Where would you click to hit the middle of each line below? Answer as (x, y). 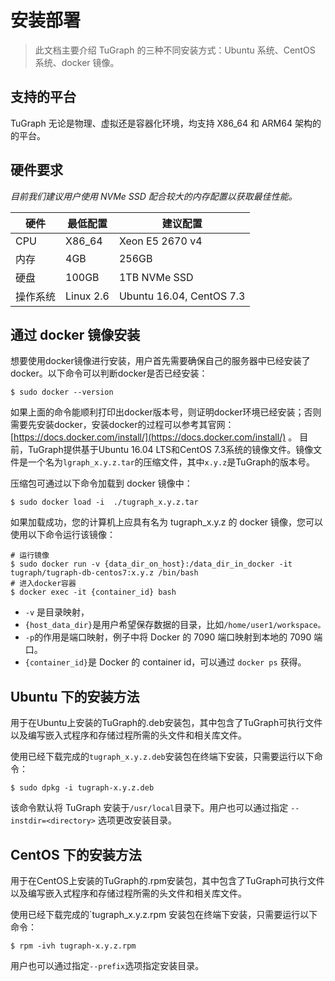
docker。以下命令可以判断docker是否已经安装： (109, 373)
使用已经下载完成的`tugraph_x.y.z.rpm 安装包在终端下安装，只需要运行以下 (164, 914)
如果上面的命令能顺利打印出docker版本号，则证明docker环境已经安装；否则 (166, 412)
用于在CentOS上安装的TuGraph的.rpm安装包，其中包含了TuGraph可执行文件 (167, 880)
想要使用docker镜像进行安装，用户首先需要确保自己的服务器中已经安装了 (160, 361)
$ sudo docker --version (62, 392)
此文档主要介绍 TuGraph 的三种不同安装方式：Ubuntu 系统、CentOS (175, 50)
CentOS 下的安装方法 (76, 854)
